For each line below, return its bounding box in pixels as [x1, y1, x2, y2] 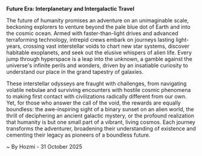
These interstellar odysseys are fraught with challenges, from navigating [6, 80, 187, 87]
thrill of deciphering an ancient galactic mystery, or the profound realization [6, 112, 195, 119]
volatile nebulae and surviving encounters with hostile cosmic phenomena [6, 86, 191, 93]
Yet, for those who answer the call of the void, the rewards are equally [6, 99, 181, 106]
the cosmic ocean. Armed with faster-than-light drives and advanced [6, 30, 178, 37]
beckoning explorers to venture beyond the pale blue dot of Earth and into [6, 24, 191, 30]
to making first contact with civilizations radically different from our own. [6, 93, 187, 100]
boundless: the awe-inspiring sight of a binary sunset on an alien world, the [6, 106, 195, 112]
